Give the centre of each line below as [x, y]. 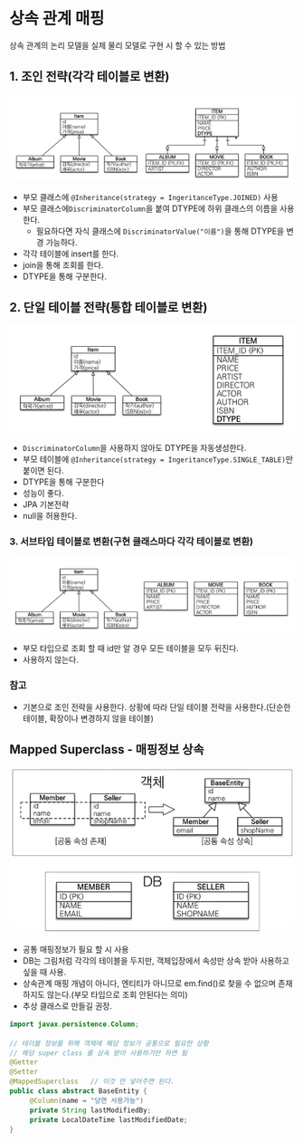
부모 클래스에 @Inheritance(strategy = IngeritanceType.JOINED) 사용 [150, 197]
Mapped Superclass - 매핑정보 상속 [107, 749]
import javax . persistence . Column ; [75, 1024]
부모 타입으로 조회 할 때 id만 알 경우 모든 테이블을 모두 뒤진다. [131, 648]
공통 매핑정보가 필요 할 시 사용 [76, 949]
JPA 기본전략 [46, 504]
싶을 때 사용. [44, 972]
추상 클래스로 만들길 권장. [67, 1005]
